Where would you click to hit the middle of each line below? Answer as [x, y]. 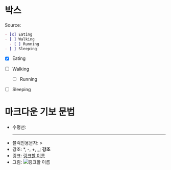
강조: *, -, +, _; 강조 [31, 149]
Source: [13, 25]
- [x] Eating [19, 34]
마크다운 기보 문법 [40, 112]
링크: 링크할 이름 [29, 155]
